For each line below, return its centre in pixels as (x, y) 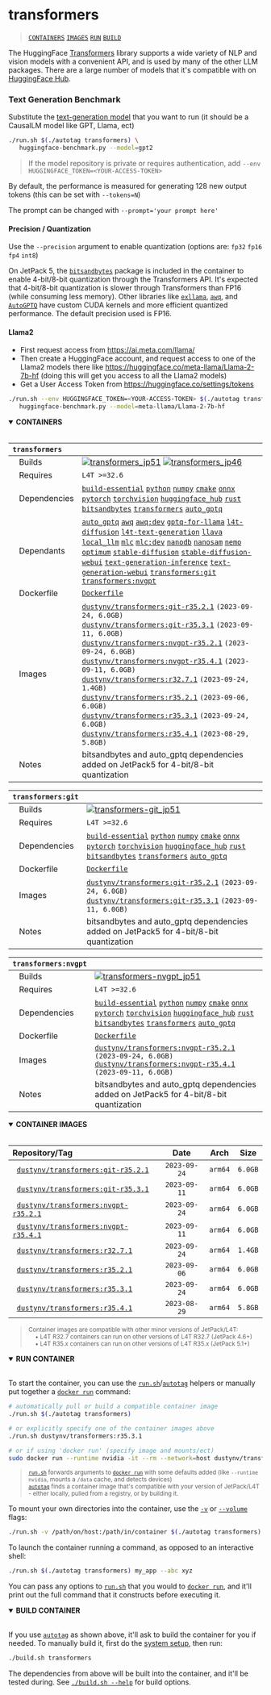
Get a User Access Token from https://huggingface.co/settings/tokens (137, 384)
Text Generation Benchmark (65, 99)
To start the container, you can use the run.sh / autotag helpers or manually (132, 1383)
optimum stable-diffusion (131, 553)
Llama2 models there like (62, 367)
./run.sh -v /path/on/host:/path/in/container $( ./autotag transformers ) (135, 1532)
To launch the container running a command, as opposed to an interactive (131, 1547)
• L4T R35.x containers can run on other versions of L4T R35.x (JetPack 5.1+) (142, 1344)
